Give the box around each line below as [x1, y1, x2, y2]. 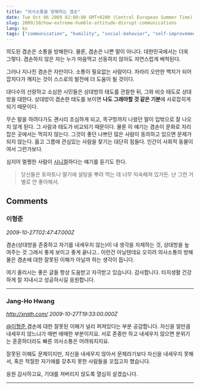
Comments [6, 196, 48, 206]
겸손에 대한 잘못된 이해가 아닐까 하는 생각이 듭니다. [17, 256, 135, 263]
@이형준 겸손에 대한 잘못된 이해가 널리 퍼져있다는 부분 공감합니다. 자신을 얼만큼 [6, 323, 190, 330]
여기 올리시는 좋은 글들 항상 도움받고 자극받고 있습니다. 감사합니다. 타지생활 [6, 269, 181, 276]
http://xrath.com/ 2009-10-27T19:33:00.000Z [6, 310, 118, 318]
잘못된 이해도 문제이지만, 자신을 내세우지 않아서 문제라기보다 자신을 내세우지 [6, 350, 183, 357]
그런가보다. [17, 145, 43, 153]
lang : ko [6, 25, 28, 32]
